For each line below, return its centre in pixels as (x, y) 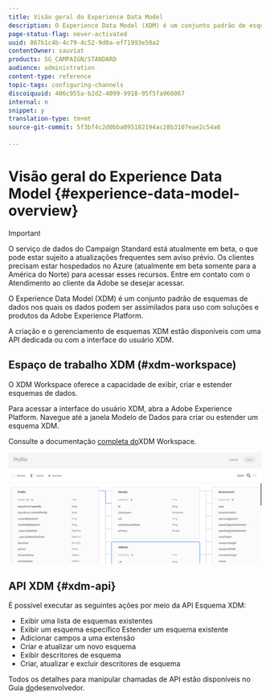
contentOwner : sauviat (46, 51)
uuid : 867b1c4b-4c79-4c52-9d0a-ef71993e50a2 (84, 43)
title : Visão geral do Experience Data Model (86, 17)
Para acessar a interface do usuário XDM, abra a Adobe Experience (121, 408)
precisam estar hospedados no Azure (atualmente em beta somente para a (133, 266)
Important (25, 233)
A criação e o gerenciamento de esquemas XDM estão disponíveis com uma (135, 331)
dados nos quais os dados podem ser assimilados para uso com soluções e (134, 307)
